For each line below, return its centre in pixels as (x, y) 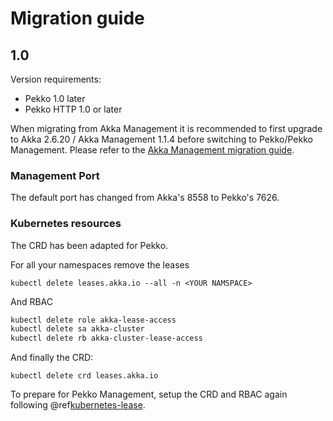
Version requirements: (56, 79)
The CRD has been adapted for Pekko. (89, 245)
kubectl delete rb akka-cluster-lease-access (106, 338)
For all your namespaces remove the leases (100, 264)
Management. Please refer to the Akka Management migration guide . (152, 150)
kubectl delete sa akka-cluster (77, 329)
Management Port (55, 175)
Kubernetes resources (66, 224)
